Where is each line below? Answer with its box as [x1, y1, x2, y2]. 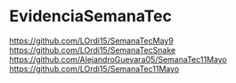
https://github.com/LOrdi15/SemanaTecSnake [9, 44, 176, 55]
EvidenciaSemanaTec [9, 6, 172, 26]
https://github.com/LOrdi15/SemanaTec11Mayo [9, 64, 180, 74]
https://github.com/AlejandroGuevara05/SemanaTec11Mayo [9, 54, 227, 64]
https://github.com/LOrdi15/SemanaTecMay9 [9, 35, 174, 46]
